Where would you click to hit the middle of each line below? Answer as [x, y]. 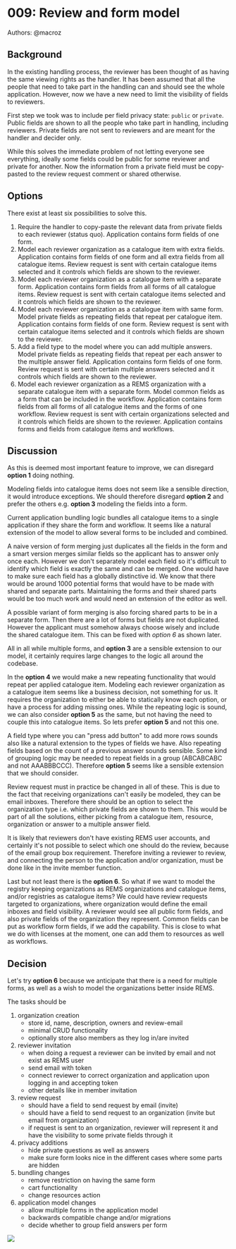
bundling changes [44, 1173]
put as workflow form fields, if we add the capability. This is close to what [114, 927]
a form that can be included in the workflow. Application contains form [119, 399]
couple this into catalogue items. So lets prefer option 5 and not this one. [113, 722]
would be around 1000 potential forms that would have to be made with [111, 584]
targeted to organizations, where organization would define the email [107, 904]
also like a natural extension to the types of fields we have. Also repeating [114, 743]
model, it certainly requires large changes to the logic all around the [105, 656]
